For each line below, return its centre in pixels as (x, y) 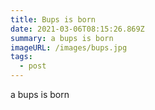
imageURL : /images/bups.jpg (69, 47)
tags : (21, 57)
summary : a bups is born (62, 38)
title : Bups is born (53, 19)
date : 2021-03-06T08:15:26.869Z (77, 29)
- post (33, 66)
